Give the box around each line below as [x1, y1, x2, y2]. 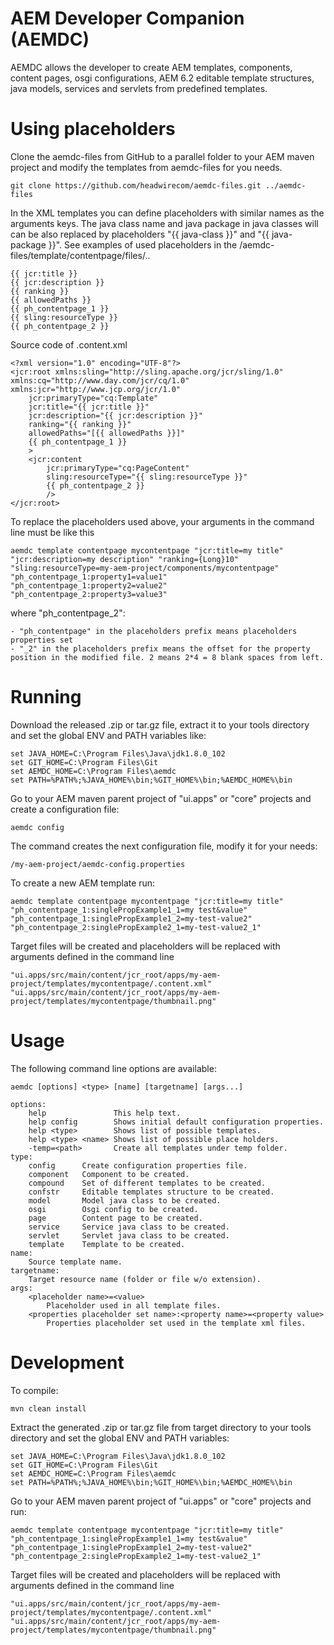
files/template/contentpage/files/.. [10, 249, 151, 261]
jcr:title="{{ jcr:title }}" [28, 402, 150, 412]
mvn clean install [10, 1403, 87, 1414]
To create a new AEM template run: [10, 877, 156, 889]
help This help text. [28, 1108, 182, 1118]
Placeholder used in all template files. [46, 1300, 222, 1311]
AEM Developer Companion [10, 7, 245, 30]
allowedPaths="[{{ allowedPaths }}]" [28, 428, 186, 438]
